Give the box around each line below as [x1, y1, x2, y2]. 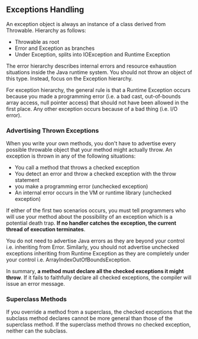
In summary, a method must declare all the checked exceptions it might [6, 268, 184, 275]
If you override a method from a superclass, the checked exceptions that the [6, 308, 193, 316]
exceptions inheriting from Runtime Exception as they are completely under [6, 250, 190, 257]
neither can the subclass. [6, 327, 68, 334]
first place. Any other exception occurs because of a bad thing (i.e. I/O [6, 105, 178, 112]
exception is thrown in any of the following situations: [6, 152, 136, 159]
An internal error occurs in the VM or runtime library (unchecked [14, 189, 171, 196]
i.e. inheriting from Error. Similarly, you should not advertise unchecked [6, 244, 179, 251]
